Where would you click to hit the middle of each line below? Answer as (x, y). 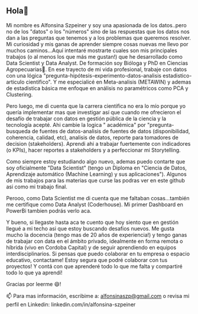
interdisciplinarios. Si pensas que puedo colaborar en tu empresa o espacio (98, 254)
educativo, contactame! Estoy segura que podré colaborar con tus (87, 260)
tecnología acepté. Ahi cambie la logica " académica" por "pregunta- (90, 124)
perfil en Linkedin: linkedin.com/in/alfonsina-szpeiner (71, 304)
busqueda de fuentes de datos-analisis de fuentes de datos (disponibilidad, (98, 131)
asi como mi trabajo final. (37, 187)
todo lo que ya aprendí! (34, 273)
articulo (15, 82)
